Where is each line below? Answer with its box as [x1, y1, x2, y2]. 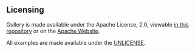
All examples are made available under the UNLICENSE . [6, 39, 146, 46]
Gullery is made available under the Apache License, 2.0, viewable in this [6, 21, 190, 28]
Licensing [6, 5, 44, 15]
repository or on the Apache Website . [6, 27, 100, 34]
